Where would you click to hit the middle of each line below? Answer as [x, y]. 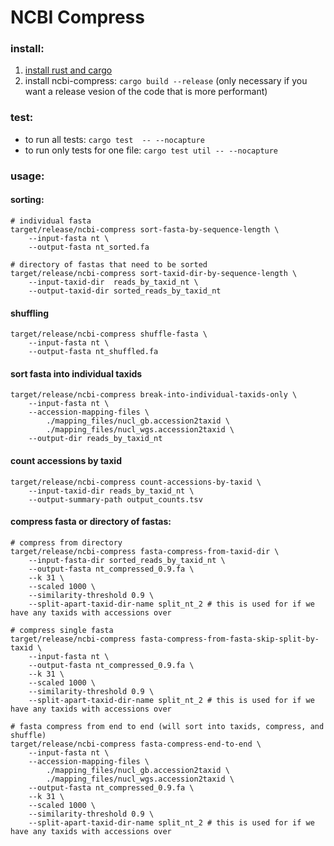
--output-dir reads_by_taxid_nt [95, 439]
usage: [27, 176]
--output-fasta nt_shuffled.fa [93, 352]
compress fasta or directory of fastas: [91, 522]
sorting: [27, 200]
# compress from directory [66, 542]
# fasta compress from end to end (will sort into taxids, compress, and [167, 726]
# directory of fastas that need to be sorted [109, 264]
